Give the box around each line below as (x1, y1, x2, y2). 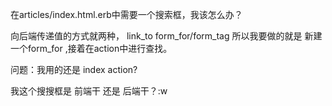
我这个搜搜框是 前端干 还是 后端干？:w (10, 85, 168, 97)
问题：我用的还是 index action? (10, 64, 138, 75)
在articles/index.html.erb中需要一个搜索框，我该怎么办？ (10, 9, 243, 20)
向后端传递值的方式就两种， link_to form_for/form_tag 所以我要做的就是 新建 (10, 30, 323, 42)
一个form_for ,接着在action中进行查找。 (10, 43, 173, 54)
